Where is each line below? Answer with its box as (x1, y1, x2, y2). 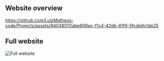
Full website (5, 37, 43, 45)
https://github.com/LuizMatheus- (5, 17, 73, 23)
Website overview (5, 4, 63, 12)
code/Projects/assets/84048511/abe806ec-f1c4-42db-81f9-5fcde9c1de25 (5, 22, 159, 28)
